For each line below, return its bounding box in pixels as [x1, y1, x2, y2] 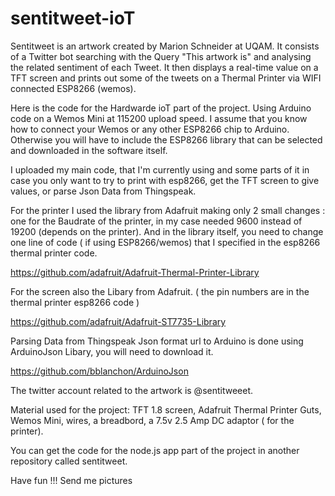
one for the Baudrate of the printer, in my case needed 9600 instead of [10, 215, 303, 227]
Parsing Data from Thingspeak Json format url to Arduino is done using [10, 335, 304, 347]
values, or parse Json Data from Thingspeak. [10, 185, 197, 197]
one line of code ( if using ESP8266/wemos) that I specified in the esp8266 [10, 236, 321, 248]
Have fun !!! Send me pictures [10, 474, 133, 486]
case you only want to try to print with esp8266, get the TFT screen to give [10, 174, 320, 186]
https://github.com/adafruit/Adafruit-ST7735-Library [10, 315, 227, 327]
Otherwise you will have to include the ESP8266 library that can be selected [10, 133, 323, 146]
